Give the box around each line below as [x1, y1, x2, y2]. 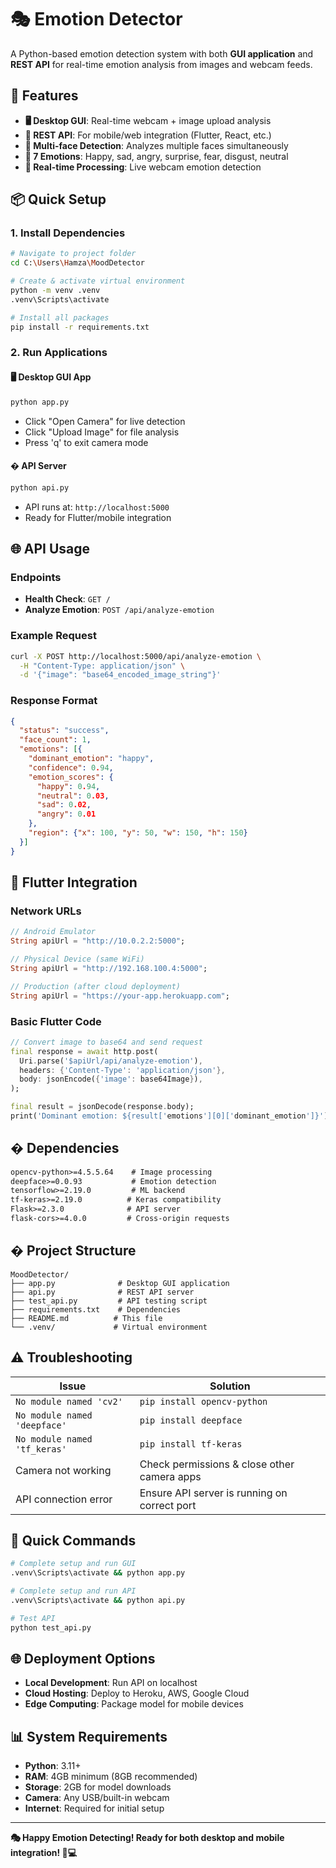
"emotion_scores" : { [28, 772, 114, 782]
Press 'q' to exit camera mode [24, 436, 149, 448]
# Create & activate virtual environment [10, 276, 186, 286]
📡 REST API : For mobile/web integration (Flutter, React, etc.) [24, 129, 272, 141]
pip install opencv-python [139, 1396, 268, 1407]
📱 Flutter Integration [10, 874, 138, 891]
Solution [209, 1379, 251, 1393]
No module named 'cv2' [15, 1396, 123, 1407]
